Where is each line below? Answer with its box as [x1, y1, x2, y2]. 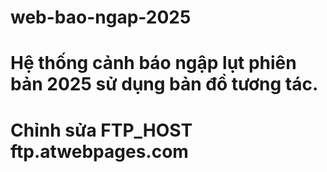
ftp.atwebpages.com [10, 140, 189, 163]
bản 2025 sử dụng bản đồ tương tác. [10, 73, 319, 96]
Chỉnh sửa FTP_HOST [10, 119, 193, 141]
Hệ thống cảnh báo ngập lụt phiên [10, 52, 297, 75]
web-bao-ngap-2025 [10, 6, 192, 29]
